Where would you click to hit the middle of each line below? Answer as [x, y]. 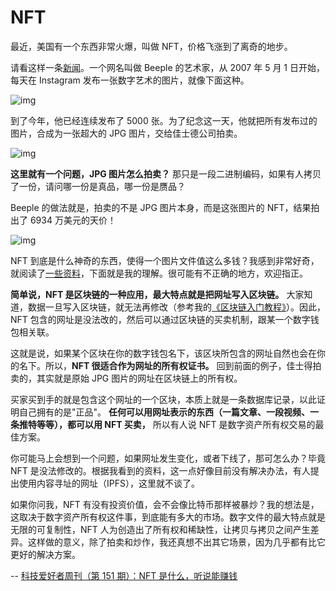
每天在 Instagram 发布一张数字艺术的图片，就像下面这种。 [130, 80]
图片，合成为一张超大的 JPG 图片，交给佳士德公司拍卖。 [126, 133]
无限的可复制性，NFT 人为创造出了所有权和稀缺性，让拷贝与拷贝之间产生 [160, 529]
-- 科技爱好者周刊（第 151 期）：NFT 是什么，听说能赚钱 [124, 575]
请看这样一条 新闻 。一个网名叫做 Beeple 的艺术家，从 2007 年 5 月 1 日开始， [167, 67]
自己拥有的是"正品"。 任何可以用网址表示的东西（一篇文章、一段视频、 [164, 412]
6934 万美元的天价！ [73, 220]
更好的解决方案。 [45, 554]
